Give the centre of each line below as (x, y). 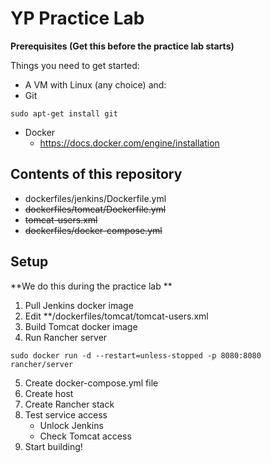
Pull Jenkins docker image (79, 305)
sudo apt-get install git (64, 113)
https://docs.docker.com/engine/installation (129, 143)
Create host (49, 393)
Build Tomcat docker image (81, 326)
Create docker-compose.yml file (91, 383)
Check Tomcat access (85, 436)
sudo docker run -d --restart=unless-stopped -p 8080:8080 (136, 355)
